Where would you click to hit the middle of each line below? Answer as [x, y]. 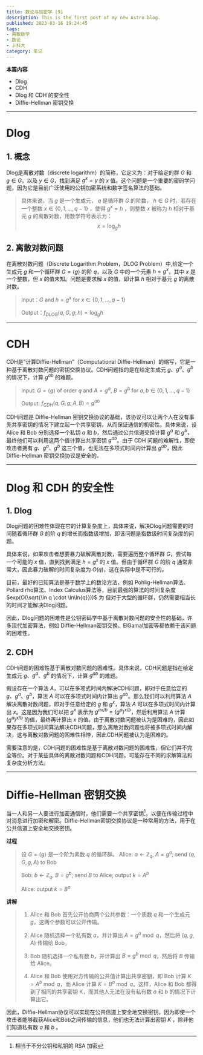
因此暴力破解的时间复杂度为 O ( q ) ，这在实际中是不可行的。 [95, 569]
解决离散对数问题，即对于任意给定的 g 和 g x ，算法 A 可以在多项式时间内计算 [101, 703]
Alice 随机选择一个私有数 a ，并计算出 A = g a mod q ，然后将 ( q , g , [112, 935]
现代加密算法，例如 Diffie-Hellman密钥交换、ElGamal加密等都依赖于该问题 [104, 625]
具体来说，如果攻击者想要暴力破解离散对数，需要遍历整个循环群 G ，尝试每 [99, 554]
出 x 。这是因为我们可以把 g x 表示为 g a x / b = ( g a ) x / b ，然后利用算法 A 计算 [96, 711]
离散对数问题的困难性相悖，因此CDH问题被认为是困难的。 [99, 735]
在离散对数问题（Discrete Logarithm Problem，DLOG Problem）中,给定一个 [100, 263]
